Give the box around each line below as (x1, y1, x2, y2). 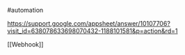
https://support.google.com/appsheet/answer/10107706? (7, 19, 170, 27)
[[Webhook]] (7, 40, 44, 48)
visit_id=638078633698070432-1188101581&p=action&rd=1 (7, 27, 178, 35)
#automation (7, 6, 44, 14)
